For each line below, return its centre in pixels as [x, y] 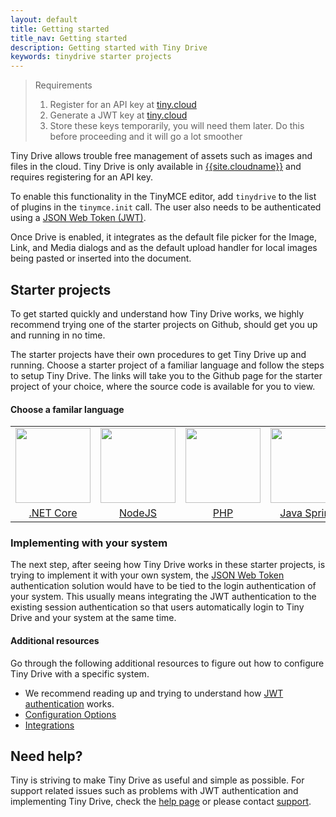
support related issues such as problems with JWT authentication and [154, 791]
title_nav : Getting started [69, 38]
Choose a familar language [67, 409]
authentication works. [69, 703]
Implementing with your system [89, 543]
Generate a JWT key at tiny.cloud [118, 115]
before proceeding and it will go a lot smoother [146, 137]
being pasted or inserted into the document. [101, 258]
